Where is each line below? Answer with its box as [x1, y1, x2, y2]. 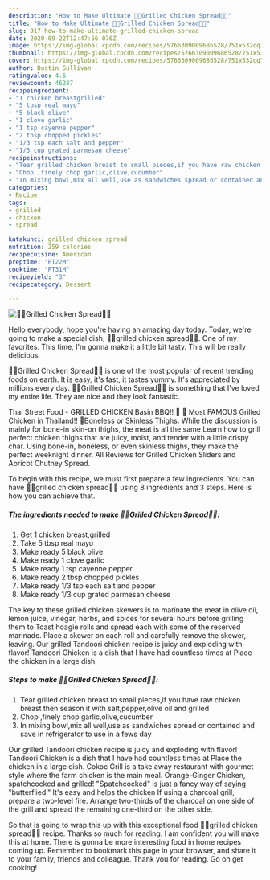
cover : [8, 57, 31, 65]
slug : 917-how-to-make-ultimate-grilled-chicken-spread [8, 27, 199, 35]
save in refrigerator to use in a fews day [19, 729, 152, 739]
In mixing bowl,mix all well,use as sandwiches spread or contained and [19, 721, 255, 731]
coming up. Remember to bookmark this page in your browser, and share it [8, 845, 256, 856]
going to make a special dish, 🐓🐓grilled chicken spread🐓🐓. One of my [8, 334, 237, 343]
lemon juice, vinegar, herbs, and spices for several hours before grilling [8, 614, 244, 624]
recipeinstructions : [8, 153, 78, 162]
